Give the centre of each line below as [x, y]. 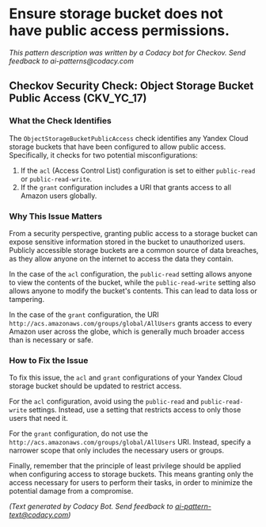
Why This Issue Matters [55, 216]
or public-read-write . [56, 178]
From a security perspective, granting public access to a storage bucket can [133, 233]
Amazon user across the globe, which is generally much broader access [127, 331]
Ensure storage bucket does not [116, 14]
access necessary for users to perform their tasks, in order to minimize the [131, 483]
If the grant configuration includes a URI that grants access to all [126, 187]
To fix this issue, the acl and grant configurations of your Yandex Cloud [126, 378]
